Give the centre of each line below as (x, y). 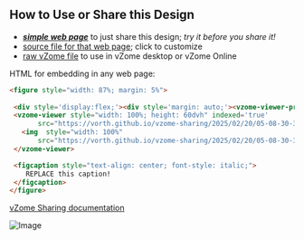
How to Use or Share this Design (102, 15)
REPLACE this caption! (68, 174)
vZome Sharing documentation (67, 208)
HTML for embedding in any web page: (82, 73)
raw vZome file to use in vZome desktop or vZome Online (129, 56)
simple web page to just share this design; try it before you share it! (149, 36)
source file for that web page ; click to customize (113, 46)
